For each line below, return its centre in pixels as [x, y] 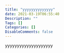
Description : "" [21, 18]
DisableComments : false [29, 32]
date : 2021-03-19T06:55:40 [32, 14]
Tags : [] [14, 23]
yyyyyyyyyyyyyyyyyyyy [29, 46]
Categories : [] [20, 27]
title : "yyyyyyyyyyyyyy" [30, 9]
